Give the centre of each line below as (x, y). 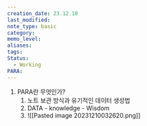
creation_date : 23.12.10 (43, 13)
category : (21, 33)
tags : (15, 52)
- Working (27, 65)
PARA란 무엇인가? (41, 92)
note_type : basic (32, 26)
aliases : (20, 45)
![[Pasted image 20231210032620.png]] (84, 115)
